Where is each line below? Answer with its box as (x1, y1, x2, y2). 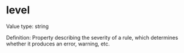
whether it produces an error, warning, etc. (6, 40, 110, 47)
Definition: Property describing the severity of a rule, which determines (6, 34, 178, 41)
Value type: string (6, 23, 49, 30)
